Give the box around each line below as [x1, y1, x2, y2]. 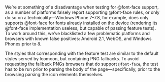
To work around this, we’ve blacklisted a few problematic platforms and [5, 31, 150, 36]
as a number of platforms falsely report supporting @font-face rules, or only [5, 9, 160, 15]
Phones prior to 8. [5, 41, 42, 46]
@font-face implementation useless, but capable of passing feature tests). [5, 25, 156, 31]
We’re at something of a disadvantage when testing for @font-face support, [5, 4, 159, 10]
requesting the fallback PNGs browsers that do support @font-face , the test [5, 61, 159, 67]
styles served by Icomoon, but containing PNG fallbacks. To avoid [5, 56, 139, 61]
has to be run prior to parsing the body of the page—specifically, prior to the [5, 66, 160, 72]
